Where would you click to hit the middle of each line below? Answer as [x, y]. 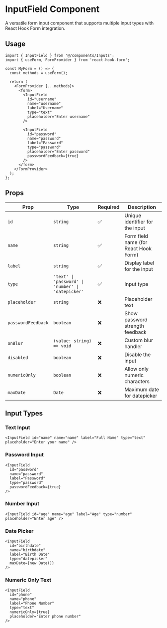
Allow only [136, 369]
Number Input [22, 504]
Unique [133, 215]
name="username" [44, 103]
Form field [136, 236]
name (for [136, 242]
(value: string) [72, 341]
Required [109, 207]
